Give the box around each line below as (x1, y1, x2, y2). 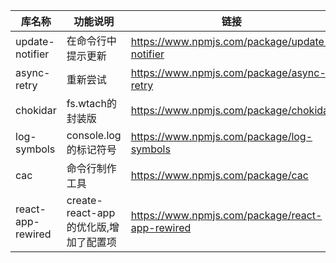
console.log (66, 129, 122, 142)
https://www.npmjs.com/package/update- (130, 35, 332, 48)
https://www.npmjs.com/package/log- (130, 130, 313, 143)
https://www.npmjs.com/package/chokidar (130, 104, 333, 117)
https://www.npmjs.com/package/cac (130, 169, 309, 182)
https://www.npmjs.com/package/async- (130, 66, 327, 79)
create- (66, 194, 103, 207)
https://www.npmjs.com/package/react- (130, 209, 323, 222)
